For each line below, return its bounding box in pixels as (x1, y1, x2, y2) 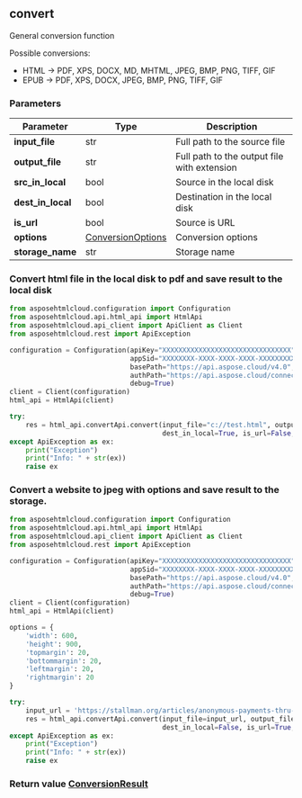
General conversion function (9, 30, 115, 40)
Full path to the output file (174, 150, 284, 163)
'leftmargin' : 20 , (25, 665, 94, 674)
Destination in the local (174, 191, 272, 203)
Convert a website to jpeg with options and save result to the (9, 484, 280, 497)
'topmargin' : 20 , (25, 648, 91, 657)
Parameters (9, 97, 61, 110)
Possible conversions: (9, 48, 91, 58)
